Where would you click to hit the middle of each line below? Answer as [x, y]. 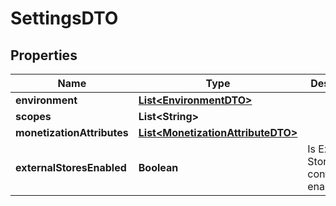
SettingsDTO [64, 18]
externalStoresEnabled [71, 167]
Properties [44, 55]
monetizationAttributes [72, 132]
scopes [33, 116]
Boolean [158, 167]
